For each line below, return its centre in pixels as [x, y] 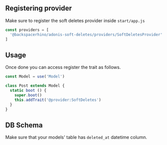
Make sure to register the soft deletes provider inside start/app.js [75, 20]
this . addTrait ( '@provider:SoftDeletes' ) [58, 100]
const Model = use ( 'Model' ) [35, 77]
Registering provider [39, 8]
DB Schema [24, 125]
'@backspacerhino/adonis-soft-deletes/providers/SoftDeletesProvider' [86, 34]
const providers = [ [27, 30]
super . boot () [28, 95]
